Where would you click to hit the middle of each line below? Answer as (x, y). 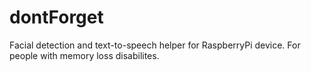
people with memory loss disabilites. (84, 55)
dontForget (56, 17)
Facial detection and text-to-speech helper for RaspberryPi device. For (155, 45)
